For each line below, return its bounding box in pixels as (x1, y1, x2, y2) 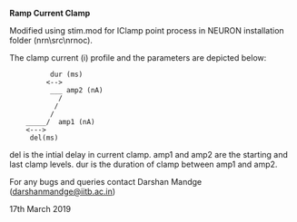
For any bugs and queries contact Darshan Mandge (9, 177, 203, 187)
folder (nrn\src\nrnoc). (9, 35, 94, 45)
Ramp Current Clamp (9, 8, 91, 18)
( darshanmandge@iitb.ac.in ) (9, 186, 116, 197)
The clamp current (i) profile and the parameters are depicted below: (9, 53, 267, 63)
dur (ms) (49, 70, 84, 79)
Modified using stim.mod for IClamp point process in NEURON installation (9, 25, 284, 35)
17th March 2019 (9, 204, 71, 214)
